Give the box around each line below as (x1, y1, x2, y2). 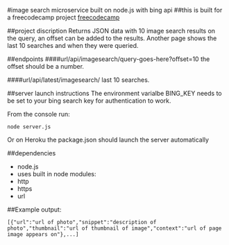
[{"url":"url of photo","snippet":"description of (7, 219, 157, 226)
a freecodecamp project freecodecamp (7, 13, 120, 22)
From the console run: (7, 110, 71, 118)
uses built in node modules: (17, 170, 96, 178)
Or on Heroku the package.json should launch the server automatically (7, 135, 210, 144)
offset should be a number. (7, 62, 85, 70)
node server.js (7, 124, 51, 130)
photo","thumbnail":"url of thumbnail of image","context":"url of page (7, 225, 222, 232)
